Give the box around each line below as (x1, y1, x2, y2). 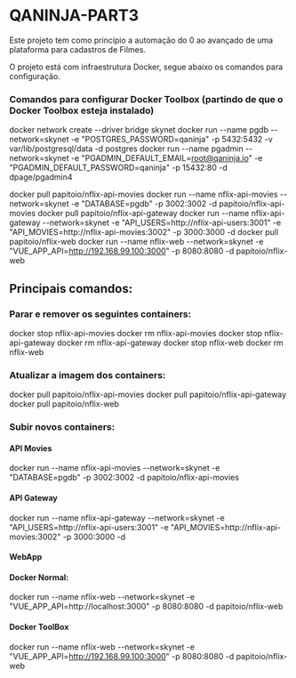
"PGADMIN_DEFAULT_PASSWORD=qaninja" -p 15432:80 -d (9, 162, 228, 174)
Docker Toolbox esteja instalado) (9, 104, 155, 117)
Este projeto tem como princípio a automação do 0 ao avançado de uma (9, 35, 274, 45)
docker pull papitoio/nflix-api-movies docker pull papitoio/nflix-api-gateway (9, 389, 287, 400)
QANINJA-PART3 (9, 5, 140, 26)
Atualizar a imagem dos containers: (9, 368, 166, 381)
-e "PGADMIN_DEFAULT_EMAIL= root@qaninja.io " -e (70, 153, 263, 164)
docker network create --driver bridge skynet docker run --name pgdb (9, 125, 269, 135)
